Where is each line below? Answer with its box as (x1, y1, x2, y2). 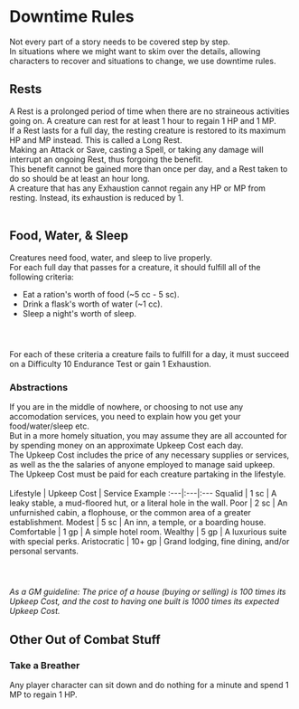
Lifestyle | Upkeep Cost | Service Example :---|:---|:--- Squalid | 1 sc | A (9, 488, 277, 499)
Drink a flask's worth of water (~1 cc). (22, 298, 164, 309)
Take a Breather (9, 658, 80, 671)
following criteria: (9, 271, 74, 282)
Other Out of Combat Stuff (9, 631, 161, 648)
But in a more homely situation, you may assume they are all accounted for (9, 430, 287, 441)
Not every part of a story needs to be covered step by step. (9, 36, 230, 47)
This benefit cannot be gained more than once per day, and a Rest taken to (9, 163, 288, 174)
